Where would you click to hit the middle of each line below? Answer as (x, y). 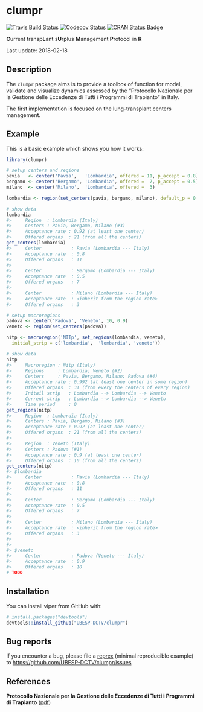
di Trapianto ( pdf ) (29, 702)
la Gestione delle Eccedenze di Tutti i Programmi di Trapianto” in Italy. (93, 97)
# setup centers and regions (43, 170)
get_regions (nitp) (29, 410)
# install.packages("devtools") (47, 617)
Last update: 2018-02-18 (37, 50)
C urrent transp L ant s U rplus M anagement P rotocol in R (74, 39)
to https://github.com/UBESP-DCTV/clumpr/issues (69, 663)
